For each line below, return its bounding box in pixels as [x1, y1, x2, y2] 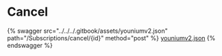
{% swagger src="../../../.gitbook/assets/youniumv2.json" [7, 27, 168, 35]
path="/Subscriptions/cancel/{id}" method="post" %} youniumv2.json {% [7, 33, 216, 42]
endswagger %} [7, 41, 53, 49]
